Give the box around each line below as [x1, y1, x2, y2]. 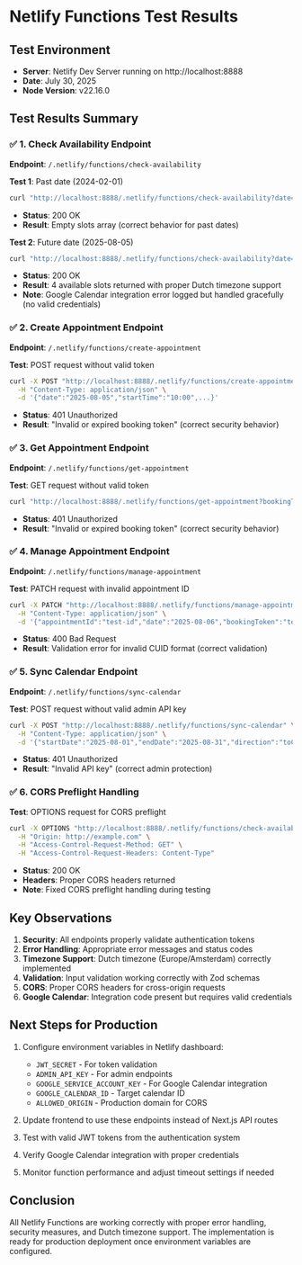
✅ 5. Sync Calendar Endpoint [9, 666, 138, 678]
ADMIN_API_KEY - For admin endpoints [35, 1068, 173, 1079]
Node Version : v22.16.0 [22, 85, 111, 95]
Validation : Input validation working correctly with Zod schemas [22, 972, 261, 982]
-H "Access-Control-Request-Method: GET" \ [17, 840, 182, 849]
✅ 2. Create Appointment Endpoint [9, 321, 164, 334]
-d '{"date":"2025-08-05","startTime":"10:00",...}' [17, 393, 219, 402]
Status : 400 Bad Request [22, 633, 117, 644]
